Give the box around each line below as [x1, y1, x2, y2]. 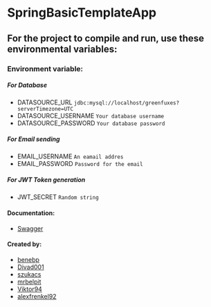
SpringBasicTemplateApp [7, 5, 157, 21]
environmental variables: [7, 43, 118, 55]
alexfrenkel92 [17, 292, 57, 300]
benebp [17, 255, 40, 263]
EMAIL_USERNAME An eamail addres [17, 152, 124, 160]
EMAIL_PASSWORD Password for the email [17, 160, 143, 168]
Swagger [17, 224, 44, 232]
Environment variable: [7, 64, 84, 73]
